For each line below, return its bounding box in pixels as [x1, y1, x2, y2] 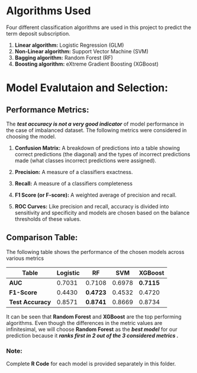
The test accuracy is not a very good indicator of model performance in [6, 120, 185, 127]
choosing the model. [6, 133, 56, 140]
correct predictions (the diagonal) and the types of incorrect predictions [14, 150, 190, 157]
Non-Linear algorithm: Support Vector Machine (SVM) [14, 47, 149, 54]
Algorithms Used [6, 4, 91, 18]
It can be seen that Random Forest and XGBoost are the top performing [6, 313, 182, 320]
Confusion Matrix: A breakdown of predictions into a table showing [14, 144, 180, 152]
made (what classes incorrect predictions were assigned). [14, 157, 157, 164]
